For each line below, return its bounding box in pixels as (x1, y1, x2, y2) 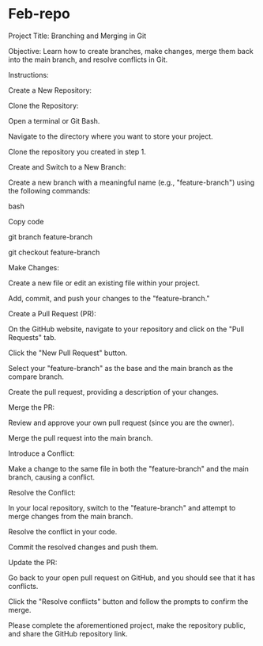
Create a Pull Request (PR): (8, 308, 96, 318)
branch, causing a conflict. (8, 472, 96, 482)
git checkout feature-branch (8, 247, 100, 257)
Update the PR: (8, 557, 58, 567)
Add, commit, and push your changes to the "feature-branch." (8, 293, 211, 303)
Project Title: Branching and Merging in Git (8, 31, 147, 40)
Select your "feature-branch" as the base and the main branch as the (8, 363, 234, 373)
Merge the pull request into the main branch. (8, 433, 153, 442)
